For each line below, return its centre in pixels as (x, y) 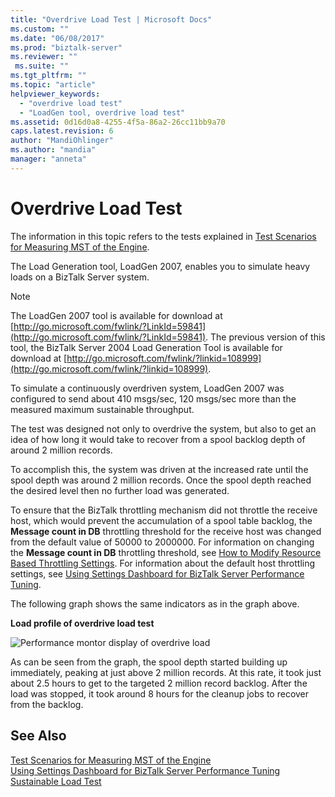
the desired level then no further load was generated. (120, 490)
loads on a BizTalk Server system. (80, 277)
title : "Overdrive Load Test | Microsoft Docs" (111, 19)
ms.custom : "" (40, 29)
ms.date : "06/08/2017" (57, 38)
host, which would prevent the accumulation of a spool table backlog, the (161, 520)
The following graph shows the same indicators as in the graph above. (155, 603)
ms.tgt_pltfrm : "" (48, 76)
